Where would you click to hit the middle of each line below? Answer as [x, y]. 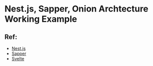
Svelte [18, 59]
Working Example [41, 19]
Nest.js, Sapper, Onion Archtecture [76, 9]
